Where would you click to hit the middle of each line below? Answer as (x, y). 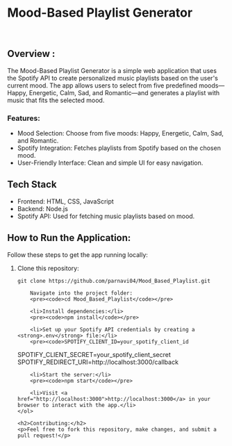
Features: (24, 118)
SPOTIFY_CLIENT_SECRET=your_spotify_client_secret (94, 354)
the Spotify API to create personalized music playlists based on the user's (113, 78)
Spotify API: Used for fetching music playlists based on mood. (106, 216)
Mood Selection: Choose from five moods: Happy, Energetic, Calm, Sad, (120, 133)
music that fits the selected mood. (56, 100)
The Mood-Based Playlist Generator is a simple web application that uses (112, 70)
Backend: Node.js (42, 208)
